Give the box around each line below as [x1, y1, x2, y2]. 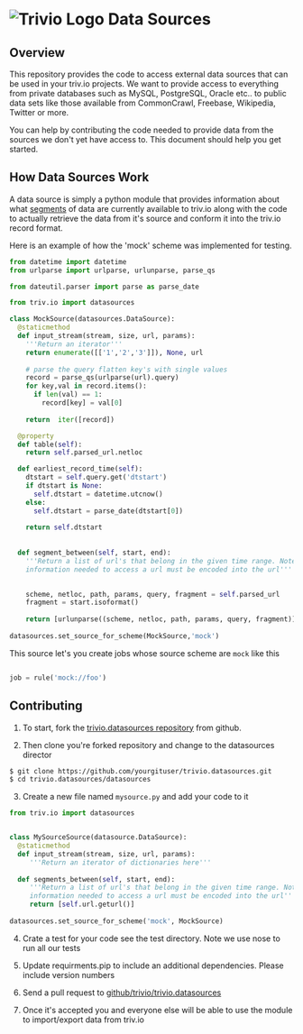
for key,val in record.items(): [25, 381, 147, 391]
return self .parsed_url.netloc [25, 448, 143, 457]
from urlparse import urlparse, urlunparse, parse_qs [9, 266, 216, 275]
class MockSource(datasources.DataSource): [9, 315, 176, 324]
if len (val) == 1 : [32, 390, 103, 399]
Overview [9, 45, 66, 60]
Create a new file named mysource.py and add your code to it [22, 792, 249, 802]
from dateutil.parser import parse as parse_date [9, 282, 200, 291]
